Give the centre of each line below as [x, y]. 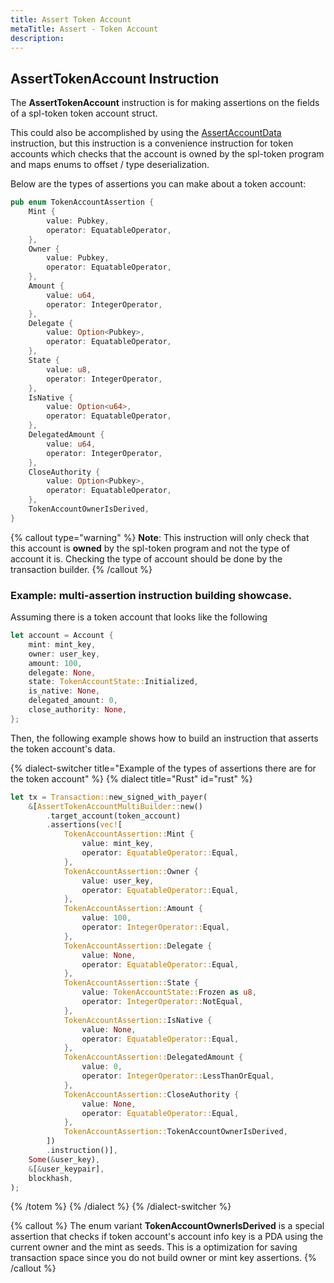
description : [37, 38]
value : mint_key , [118, 844]
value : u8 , [69, 369]
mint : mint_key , [62, 644]
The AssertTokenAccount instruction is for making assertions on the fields [165, 103]
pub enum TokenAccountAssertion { [82, 202]
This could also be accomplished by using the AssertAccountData [146, 133]
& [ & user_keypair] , [66, 1169]
